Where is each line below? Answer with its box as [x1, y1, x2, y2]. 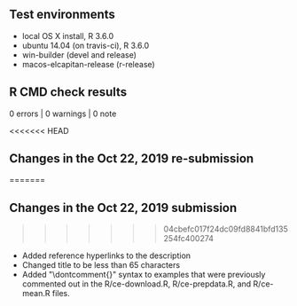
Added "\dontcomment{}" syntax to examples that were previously [21, 270, 266, 280]
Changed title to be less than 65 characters [21, 260, 180, 271]
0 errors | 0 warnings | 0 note [9, 108, 117, 119]
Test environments [9, 7, 115, 22]
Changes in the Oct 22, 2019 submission [9, 200, 238, 216]
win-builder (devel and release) [21, 49, 137, 60]
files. [51, 288, 71, 299]
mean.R [21, 288, 51, 299]
